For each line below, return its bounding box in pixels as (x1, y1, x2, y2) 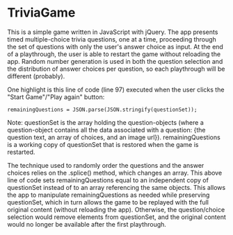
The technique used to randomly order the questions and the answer (7, 161, 204, 169)
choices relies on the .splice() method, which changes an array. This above (7, 168, 223, 177)
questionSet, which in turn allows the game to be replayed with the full (7, 198, 209, 206)
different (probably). (7, 71, 65, 80)
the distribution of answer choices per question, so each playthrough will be (7, 64, 225, 73)
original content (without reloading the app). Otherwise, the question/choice (7, 205, 225, 214)
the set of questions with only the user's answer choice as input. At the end (7, 42, 224, 51)
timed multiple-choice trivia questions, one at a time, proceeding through (7, 35, 217, 43)
